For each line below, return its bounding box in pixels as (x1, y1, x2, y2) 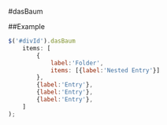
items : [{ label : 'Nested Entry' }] (50, 66, 160, 74)
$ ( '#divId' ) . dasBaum (8, 37, 76, 45)
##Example (8, 22, 46, 31)
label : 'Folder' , (50, 59, 104, 67)
